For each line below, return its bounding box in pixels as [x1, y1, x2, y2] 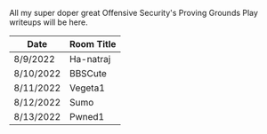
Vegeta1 [69, 82, 105, 94]
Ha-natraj [69, 53, 111, 65]
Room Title [69, 38, 117, 50]
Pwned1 [69, 111, 105, 122]
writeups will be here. [9, 17, 88, 28]
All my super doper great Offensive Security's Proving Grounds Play [9, 8, 258, 18]
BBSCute [69, 67, 107, 79]
